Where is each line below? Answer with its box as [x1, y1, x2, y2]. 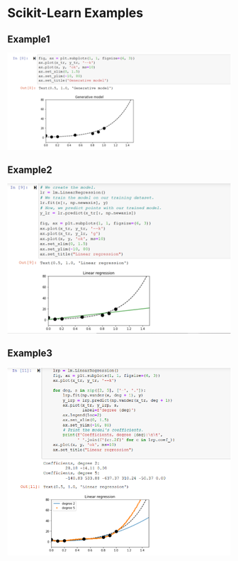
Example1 [7, 33, 51, 45]
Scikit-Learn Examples [7, 5, 144, 21]
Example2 [7, 164, 52, 176]
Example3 [7, 347, 53, 359]
